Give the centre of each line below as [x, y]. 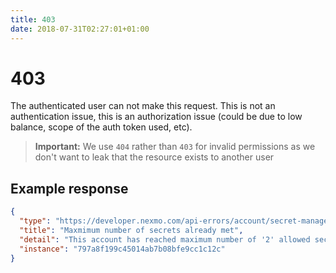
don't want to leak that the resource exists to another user [154, 157]
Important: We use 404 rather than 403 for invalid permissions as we [175, 147]
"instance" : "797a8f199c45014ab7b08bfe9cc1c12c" [122, 249]
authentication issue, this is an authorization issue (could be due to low [156, 117]
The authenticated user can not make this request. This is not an [143, 106]
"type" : [35, 221]
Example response [69, 188]
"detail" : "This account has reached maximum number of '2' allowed [165, 239]
